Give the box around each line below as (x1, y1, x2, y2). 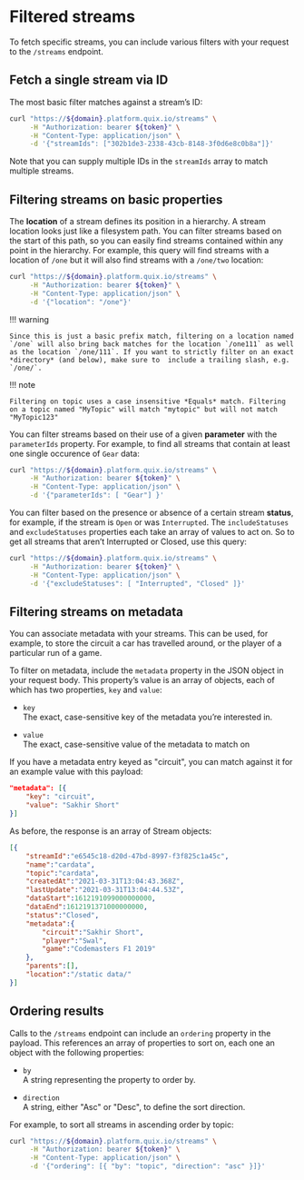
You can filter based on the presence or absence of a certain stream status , (9, 507, 294, 519)
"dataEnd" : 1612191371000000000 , (25, 902, 148, 911)
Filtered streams (9, 6, 136, 27)
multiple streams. (9, 165, 74, 176)
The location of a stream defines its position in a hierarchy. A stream (9, 216, 266, 227)
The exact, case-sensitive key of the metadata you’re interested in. (22, 711, 273, 723)
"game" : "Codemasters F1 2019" (42, 945, 156, 954)
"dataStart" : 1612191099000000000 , (25, 894, 156, 903)
